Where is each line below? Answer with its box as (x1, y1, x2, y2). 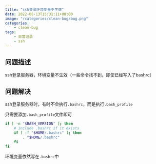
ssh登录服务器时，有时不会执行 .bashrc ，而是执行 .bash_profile (5, 101, 133, 107)
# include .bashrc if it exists (14, 126, 79, 131)
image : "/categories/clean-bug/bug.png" (5, 16, 89, 21)
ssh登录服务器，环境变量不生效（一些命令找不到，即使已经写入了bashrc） (5, 72, 155, 78)
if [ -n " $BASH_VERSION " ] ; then (5, 121, 73, 127)
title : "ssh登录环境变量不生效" (5, 7, 64, 12)
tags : (5, 30, 16, 35)
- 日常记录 (14, 35, 33, 39)
